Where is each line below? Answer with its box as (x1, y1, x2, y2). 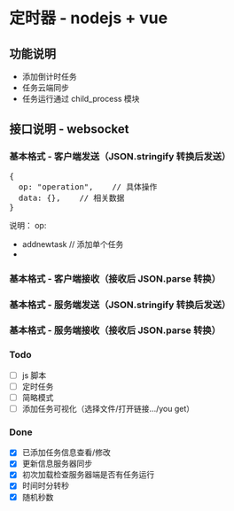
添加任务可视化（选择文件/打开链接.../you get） (21, 403, 195, 414)
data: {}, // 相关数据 (18, 192, 125, 203)
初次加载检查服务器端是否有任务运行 (21, 469, 155, 480)
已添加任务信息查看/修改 (21, 447, 111, 458)
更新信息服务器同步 (21, 458, 93, 469)
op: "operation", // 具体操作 (18, 182, 158, 191)
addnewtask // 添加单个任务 (21, 238, 124, 249)
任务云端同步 (21, 82, 69, 93)
